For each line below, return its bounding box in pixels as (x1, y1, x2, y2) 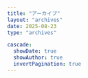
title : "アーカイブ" (7, 10, 60, 17)
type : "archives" (7, 29, 57, 36)
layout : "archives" (7, 16, 63, 23)
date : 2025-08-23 (7, 23, 57, 29)
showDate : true (13, 48, 57, 55)
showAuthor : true (13, 54, 63, 62)
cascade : (7, 42, 32, 49)
